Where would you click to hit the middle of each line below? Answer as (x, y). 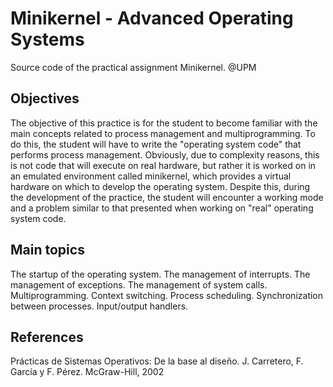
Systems (47, 39)
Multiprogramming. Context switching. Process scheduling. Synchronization (167, 295)
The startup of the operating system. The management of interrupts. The (160, 274)
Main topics (47, 250)
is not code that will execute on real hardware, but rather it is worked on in (163, 165)
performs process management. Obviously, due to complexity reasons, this (165, 154)
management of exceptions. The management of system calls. (139, 284)
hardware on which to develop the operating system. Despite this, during (160, 186)
